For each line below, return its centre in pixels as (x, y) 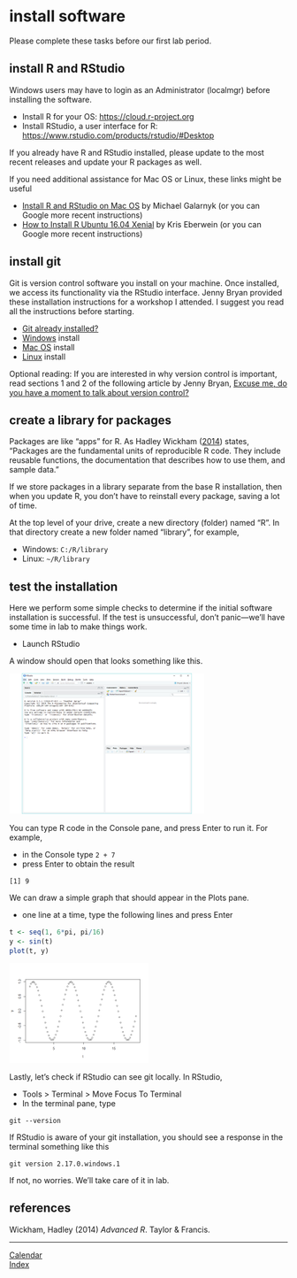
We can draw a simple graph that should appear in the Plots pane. (129, 898)
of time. (23, 505)
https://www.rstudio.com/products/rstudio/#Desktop (118, 135)
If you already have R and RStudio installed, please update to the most (137, 152)
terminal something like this (59, 1147)
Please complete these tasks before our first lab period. (110, 41)
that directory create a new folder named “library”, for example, (125, 532)
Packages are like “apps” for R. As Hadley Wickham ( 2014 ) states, (129, 442)
